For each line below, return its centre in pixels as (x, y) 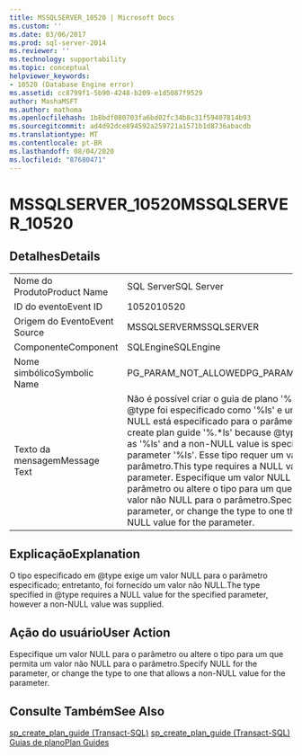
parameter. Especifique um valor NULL (209, 477)
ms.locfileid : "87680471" (58, 160)
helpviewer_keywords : (50, 76)
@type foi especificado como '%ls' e (205, 410)
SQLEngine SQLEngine (174, 347)
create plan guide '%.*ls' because (199, 432)
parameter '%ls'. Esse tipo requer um (206, 455)
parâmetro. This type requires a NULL (205, 466)
